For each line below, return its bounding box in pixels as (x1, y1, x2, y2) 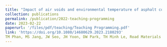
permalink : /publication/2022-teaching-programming (5, 16, 114, 21)
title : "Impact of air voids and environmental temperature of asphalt (5, 7, 157, 12)
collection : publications (5, 12, 59, 17)
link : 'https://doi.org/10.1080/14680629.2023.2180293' (5, 30, 123, 35)
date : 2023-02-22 (5, 21, 41, 26)
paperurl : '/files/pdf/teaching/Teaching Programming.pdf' (5, 25, 130, 30)
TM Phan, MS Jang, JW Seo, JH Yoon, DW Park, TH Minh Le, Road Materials (5, 35, 162, 40)
